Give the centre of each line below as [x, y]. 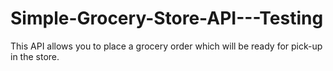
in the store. [35, 56]
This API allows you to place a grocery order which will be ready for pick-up [166, 46]
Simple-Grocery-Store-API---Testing [167, 18]
